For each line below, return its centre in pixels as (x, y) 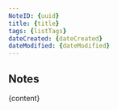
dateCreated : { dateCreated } (56, 38)
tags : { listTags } (38, 31)
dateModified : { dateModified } (59, 46)
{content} (24, 98)
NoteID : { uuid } (34, 16)
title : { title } (34, 23)
